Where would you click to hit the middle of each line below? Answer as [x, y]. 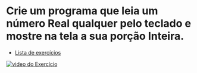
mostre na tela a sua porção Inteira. [95, 36]
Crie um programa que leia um [82, 11]
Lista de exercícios [38, 52]
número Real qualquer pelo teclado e [99, 23]
